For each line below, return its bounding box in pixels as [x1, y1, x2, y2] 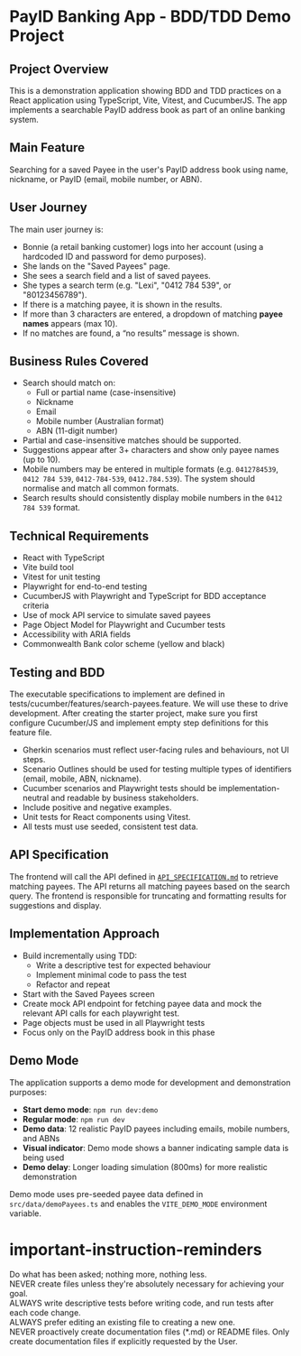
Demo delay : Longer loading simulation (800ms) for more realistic [22, 1161, 269, 1172]
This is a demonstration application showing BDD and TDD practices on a [9, 86, 282, 96]
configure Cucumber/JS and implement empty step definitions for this [9, 717, 269, 728]
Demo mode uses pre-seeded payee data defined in [9, 1188, 204, 1199]
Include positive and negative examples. [22, 802, 172, 813]
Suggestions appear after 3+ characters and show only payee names [22, 445, 279, 456]
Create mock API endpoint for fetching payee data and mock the [22, 998, 262, 1009]
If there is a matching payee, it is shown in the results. [22, 299, 223, 309]
